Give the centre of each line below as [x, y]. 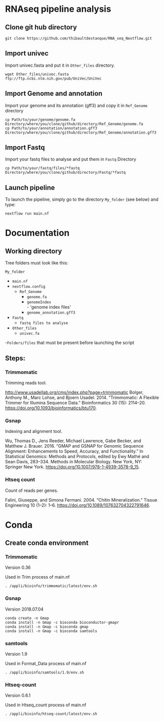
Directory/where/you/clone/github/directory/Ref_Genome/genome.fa [74, 124]
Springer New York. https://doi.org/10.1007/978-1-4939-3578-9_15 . [72, 467]
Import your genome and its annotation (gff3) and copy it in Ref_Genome [76, 105]
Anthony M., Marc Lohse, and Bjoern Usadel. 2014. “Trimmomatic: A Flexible [82, 397]
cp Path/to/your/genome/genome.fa [40, 120]
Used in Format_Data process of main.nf [46, 663]
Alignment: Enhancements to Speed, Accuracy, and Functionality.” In [74, 451]
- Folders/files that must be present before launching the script [70, 343]
